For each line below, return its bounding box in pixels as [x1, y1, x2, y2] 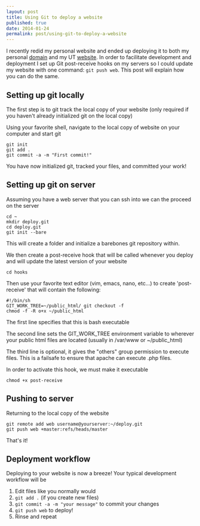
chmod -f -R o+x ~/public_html [6, 308, 84, 314]
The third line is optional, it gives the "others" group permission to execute [6, 347, 189, 355]
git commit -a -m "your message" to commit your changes [14, 500, 159, 507]
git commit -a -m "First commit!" [6, 152, 93, 158]
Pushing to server [6, 393, 74, 404]
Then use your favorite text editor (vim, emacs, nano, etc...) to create [6, 279, 176, 287]
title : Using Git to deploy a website [6, 14, 103, 20]
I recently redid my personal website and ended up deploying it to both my [6, 47, 189, 54]
